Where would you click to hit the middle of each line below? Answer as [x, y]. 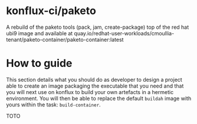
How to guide [39, 63]
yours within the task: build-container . [54, 105]
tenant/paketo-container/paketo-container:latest [65, 39]
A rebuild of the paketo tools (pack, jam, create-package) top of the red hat [98, 27]
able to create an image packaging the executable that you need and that [95, 86]
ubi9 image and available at [40, 33]
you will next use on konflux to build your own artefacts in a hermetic [90, 92]
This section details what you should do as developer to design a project [94, 79]
